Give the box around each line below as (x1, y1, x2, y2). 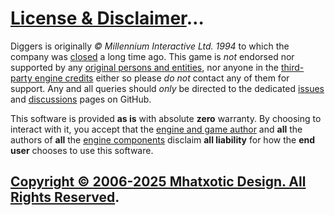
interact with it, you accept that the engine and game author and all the (10, 123, 303, 135)
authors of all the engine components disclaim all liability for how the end (10, 133, 316, 146)
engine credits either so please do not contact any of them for (34, 72, 290, 84)
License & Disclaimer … (10, 7, 205, 30)
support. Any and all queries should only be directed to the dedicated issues (10, 82, 325, 94)
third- (280, 61, 305, 73)
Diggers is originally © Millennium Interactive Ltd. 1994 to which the (10, 40, 290, 52)
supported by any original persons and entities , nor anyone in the (10, 61, 280, 73)
